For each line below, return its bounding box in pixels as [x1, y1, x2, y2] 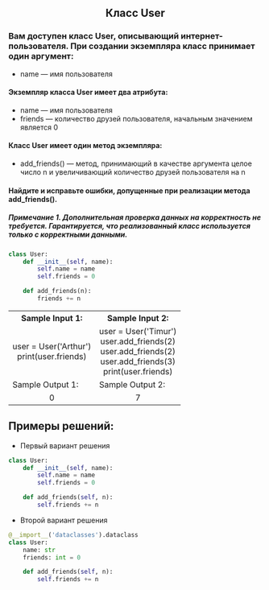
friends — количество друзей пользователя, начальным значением [19, 113, 253, 123]
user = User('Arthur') [12, 340, 92, 352]
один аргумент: [8, 51, 74, 62]
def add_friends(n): [23, 287, 92, 295]
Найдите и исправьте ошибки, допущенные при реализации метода [8, 185, 251, 196]
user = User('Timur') [99, 325, 177, 336]
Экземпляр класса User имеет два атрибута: [8, 88, 168, 97]
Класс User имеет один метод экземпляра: [8, 141, 163, 151]
